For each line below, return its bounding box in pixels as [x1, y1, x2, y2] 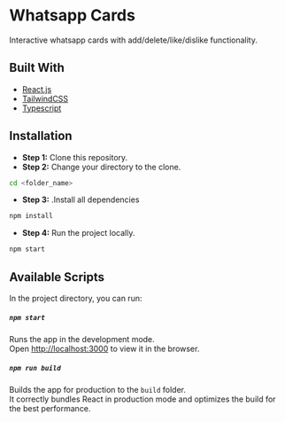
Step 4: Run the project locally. [21, 228, 135, 238]
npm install [9, 212, 53, 221]
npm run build [9, 363, 62, 372]
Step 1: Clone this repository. [21, 152, 128, 162]
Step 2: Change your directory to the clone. [21, 161, 181, 172]
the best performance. [9, 402, 91, 413]
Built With [9, 60, 65, 75]
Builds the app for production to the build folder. [9, 384, 187, 395]
